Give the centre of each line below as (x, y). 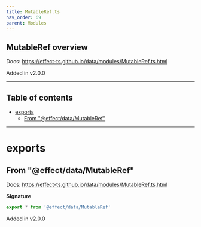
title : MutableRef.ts (33, 12)
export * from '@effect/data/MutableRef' (59, 207)
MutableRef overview (47, 47)
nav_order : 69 (24, 17)
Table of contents (39, 97)
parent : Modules (26, 23)
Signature (19, 196)
